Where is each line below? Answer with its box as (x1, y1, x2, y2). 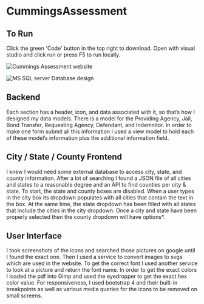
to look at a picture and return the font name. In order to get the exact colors (6, 266, 197, 274)
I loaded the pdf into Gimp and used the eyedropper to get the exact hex (6, 272, 187, 280)
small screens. (6, 292, 42, 299)
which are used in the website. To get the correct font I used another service (6, 260, 198, 267)
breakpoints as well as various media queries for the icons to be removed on (6, 286, 197, 293)
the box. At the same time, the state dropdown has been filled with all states (6, 200, 196, 207)
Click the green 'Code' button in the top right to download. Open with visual (6, 44, 195, 52)
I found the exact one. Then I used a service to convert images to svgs (6, 254, 183, 261)
